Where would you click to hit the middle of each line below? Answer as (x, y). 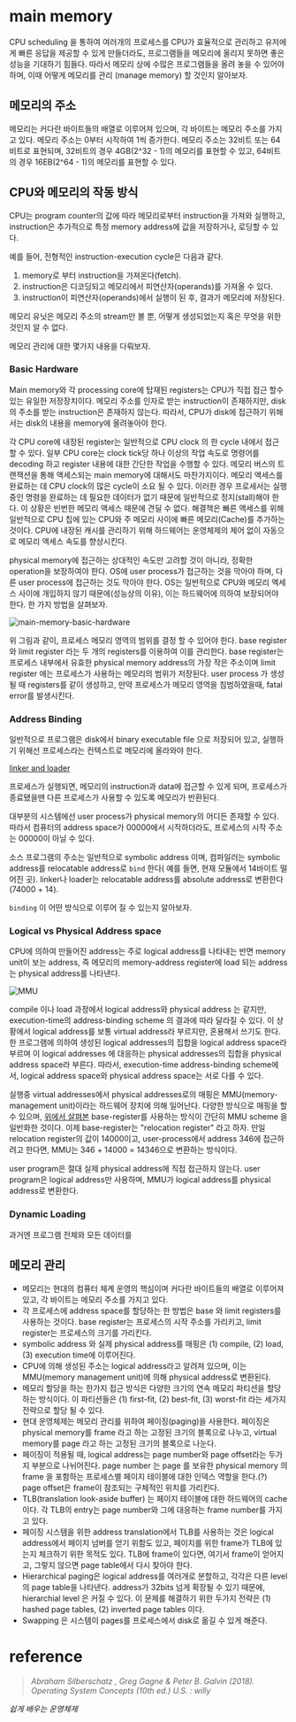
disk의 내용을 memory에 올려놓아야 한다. (96, 423)
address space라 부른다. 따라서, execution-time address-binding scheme (140, 1065)
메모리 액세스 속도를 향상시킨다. (72, 541)
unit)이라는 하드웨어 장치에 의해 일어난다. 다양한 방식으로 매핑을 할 (173, 1106)
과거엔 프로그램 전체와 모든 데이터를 (71, 1234)
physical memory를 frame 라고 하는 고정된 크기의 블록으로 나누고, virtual (149, 1432)
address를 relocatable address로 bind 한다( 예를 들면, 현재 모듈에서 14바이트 (144, 868)
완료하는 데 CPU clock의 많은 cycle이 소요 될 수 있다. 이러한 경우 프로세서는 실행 (148, 486)
